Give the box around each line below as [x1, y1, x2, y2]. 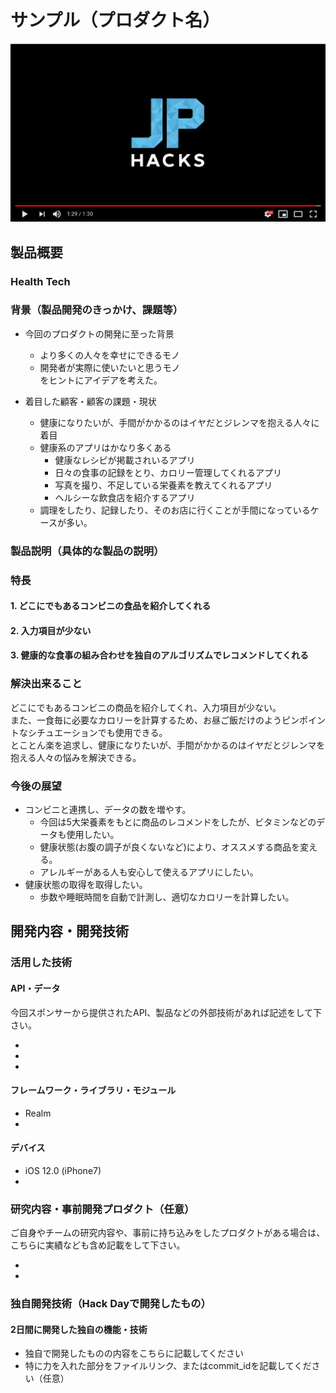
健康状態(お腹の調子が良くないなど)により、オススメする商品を [39, 841, 300, 853]
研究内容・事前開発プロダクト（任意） [10, 1202, 195, 1216]
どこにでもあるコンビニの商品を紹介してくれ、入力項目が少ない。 [10, 701, 282, 713]
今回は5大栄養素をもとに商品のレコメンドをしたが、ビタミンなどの [39, 816, 317, 828]
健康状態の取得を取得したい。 [24, 879, 148, 891]
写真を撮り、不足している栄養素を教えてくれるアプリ [54, 479, 273, 491]
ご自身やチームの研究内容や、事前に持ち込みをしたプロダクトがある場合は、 [10, 1227, 326, 1239]
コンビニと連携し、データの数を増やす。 [24, 804, 192, 816]
